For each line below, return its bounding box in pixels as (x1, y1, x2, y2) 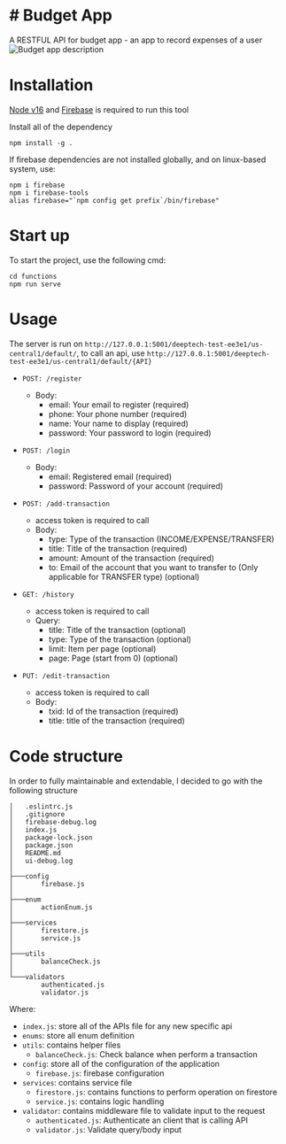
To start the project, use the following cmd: (9, 254, 166, 266)
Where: (9, 1003, 36, 1014)
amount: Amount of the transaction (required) (48, 553, 215, 563)
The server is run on (9, 338, 83, 349)
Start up (9, 226, 70, 246)
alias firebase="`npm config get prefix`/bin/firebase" (9, 196, 220, 205)
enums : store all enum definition (21, 1030, 135, 1040)
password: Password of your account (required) (48, 480, 224, 491)
